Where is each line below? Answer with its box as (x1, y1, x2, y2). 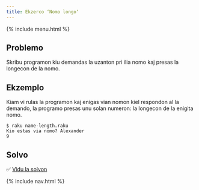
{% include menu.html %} (6, 25, 70, 32)
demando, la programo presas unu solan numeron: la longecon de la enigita (6, 105, 194, 112)
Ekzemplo (6, 82, 44, 93)
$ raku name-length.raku (6, 123, 69, 129)
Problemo (6, 43, 44, 53)
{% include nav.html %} (6, 178, 65, 185)
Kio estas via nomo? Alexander (6, 128, 85, 134)
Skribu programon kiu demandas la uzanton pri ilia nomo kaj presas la (6, 58, 179, 66)
